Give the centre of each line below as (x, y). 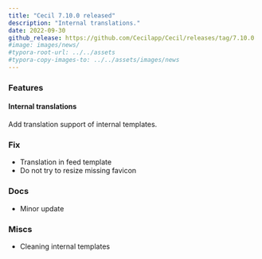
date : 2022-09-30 (37, 30)
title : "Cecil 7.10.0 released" (62, 15)
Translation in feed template (66, 162)
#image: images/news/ (44, 45)
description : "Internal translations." (74, 23)
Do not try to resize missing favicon (78, 171)
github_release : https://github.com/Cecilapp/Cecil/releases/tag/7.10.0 (131, 38)
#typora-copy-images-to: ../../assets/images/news (94, 60)
